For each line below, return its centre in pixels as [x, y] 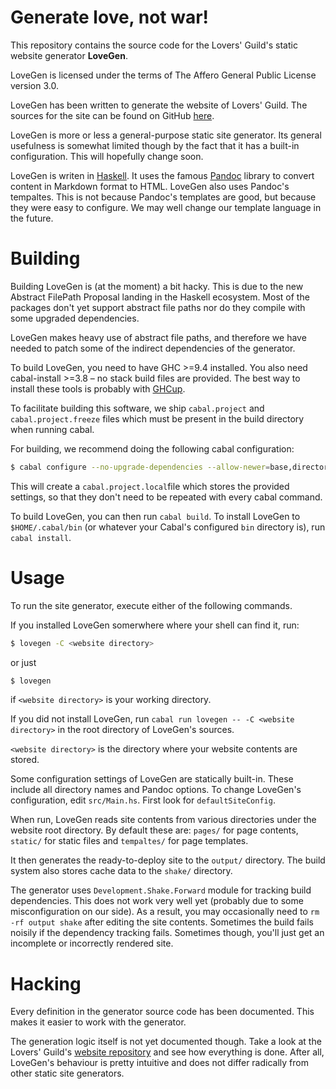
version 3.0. [34, 85]
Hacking [46, 983]
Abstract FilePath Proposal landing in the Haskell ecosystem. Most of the [160, 297]
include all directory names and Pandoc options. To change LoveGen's [156, 790]
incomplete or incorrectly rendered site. [92, 943]
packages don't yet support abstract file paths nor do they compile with [158, 307]
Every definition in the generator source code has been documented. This [162, 1012]
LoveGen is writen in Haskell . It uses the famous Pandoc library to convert [162, 175]
